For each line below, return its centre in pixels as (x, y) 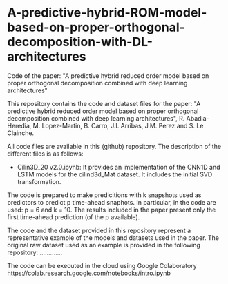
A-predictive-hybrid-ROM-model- (107, 13)
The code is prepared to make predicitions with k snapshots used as (104, 195)
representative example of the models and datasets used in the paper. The (113, 237)
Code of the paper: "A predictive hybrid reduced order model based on (108, 75)
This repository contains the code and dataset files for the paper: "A (104, 103)
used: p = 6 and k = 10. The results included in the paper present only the (112, 210)
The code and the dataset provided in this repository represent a (99, 230)
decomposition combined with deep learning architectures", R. (96, 118)
